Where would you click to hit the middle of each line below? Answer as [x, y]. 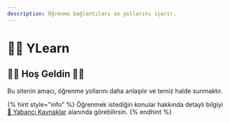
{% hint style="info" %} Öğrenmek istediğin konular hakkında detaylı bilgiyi [115, 104]
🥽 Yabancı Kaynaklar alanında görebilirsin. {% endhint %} [90, 112]
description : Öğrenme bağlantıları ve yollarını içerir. [92, 14]
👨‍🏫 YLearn [38, 48]
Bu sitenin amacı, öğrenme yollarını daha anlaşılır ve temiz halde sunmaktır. [115, 91]
